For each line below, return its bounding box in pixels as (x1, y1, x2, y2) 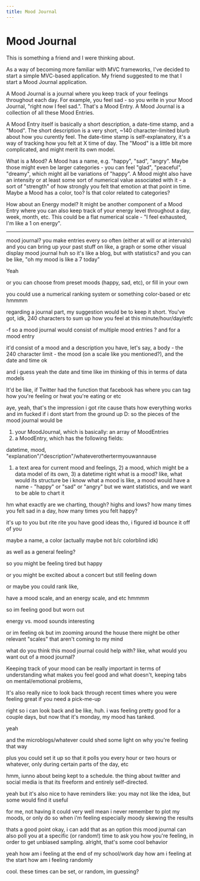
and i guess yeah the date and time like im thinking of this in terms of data (6, 368, 187, 376)
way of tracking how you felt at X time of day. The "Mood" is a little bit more (6, 139, 192, 147)
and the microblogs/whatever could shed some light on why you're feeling (6, 736, 189, 743)
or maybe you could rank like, (6, 582, 79, 590)
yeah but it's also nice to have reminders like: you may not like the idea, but (6, 790, 190, 797)
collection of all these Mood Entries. (6, 108, 95, 116)
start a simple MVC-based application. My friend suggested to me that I (6, 72, 182, 79)
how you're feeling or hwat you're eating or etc (6, 392, 121, 399)
